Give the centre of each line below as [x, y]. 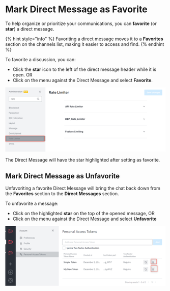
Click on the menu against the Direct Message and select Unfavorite [84, 219]
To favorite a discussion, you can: [40, 59]
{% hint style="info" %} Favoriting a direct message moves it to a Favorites [84, 39]
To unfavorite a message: [32, 204]
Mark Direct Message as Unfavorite [63, 176]
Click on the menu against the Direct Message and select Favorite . [82, 80]
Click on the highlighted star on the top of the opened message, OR [84, 214]
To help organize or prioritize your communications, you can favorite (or [81, 23]
